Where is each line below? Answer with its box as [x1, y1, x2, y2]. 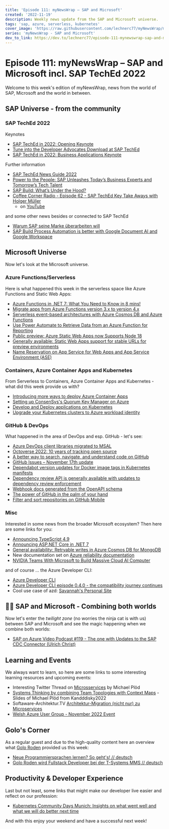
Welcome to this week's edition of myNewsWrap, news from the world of [5, 84, 156, 91]
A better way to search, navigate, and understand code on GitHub [12, 454, 149, 460]
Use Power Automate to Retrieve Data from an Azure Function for [12, 322, 148, 328]
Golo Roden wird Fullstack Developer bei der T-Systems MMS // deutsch [12, 759, 163, 766]
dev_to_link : [5, 36, 33, 41]
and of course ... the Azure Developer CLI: [5, 567, 93, 573]
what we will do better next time [12, 808, 79, 814]
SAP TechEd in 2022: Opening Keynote [12, 141, 94, 147]
